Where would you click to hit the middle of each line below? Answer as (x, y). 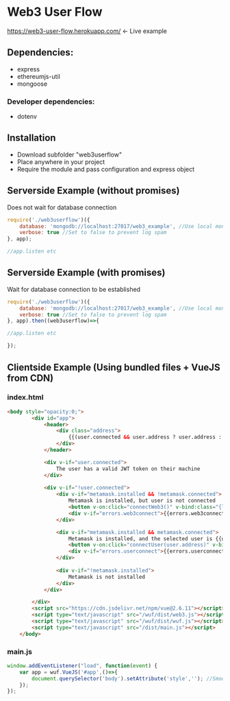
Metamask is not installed (107, 577)
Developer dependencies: (51, 102)
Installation (31, 138)
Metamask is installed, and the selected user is (140, 539)
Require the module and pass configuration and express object (106, 169)
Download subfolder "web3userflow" (69, 154)
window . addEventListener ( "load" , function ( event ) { (82, 666)
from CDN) (30, 378)
